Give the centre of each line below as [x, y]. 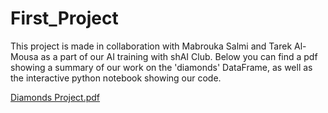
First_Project [64, 18]
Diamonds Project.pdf [55, 97]
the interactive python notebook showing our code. [116, 78]
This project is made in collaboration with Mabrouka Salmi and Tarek [151, 46]
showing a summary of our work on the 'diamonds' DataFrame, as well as [161, 67]
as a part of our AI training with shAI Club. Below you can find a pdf [179, 56]
